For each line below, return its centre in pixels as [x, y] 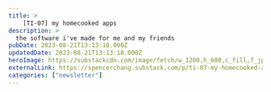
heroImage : [27, 61]
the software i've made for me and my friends [95, 38]
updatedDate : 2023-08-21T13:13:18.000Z [75, 53]
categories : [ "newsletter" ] [56, 75]
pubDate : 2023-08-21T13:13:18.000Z [68, 46]
